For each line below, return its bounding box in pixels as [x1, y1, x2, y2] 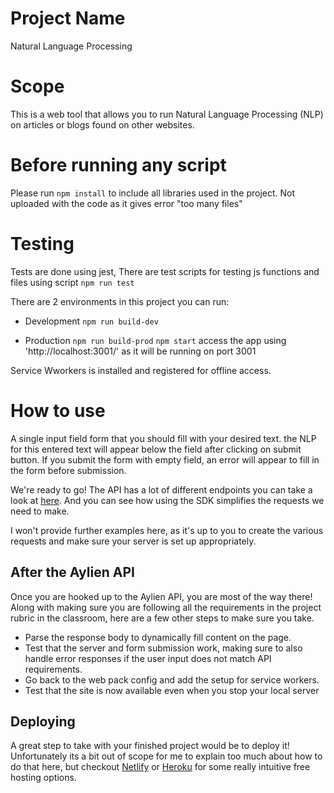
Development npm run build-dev [24, 315, 159, 327]
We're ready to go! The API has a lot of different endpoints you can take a [10, 483, 313, 496]
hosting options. [10, 772, 77, 784]
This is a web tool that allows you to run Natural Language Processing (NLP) [10, 108, 324, 120]
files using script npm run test [10, 276, 135, 288]
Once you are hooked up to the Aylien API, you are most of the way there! [10, 590, 313, 602]
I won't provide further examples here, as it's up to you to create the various [10, 524, 324, 536]
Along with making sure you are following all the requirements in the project [10, 601, 322, 613]
